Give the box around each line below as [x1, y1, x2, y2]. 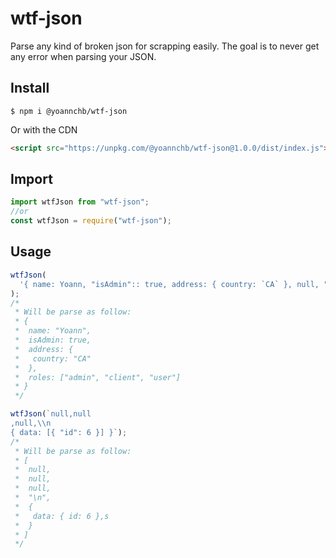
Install [10, 80, 50, 97]
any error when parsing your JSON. [10, 50, 157, 62]
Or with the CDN [10, 123, 78, 136]
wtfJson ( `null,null [10, 409, 92, 419]
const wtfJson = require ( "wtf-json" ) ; [10, 216, 172, 226]
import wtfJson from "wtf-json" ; [10, 197, 150, 207]
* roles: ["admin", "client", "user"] [14, 372, 182, 382]
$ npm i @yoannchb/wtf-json [10, 106, 128, 116]
